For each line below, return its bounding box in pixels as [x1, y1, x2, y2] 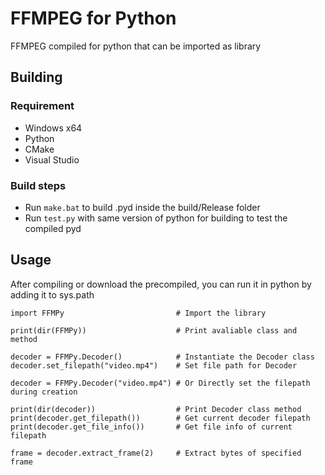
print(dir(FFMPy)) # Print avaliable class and [10, 325, 298, 336]
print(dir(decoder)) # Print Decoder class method [10, 404, 302, 414]
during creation [10, 387, 78, 397]
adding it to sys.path [10, 288, 95, 301]
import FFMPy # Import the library [10, 308, 267, 318]
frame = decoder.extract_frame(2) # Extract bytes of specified [10, 448, 302, 458]
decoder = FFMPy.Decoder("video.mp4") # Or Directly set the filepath [10, 378, 311, 388]
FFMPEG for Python [10, 7, 177, 30]
